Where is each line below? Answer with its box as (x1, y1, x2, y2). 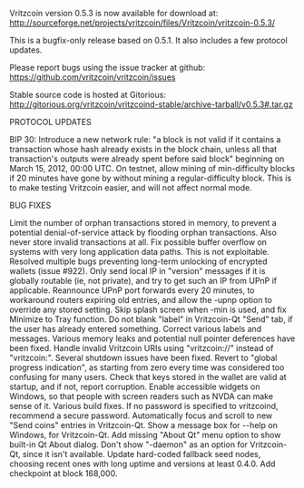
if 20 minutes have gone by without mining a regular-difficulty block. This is (9, 172, 292, 183)
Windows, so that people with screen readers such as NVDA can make (9, 391, 274, 402)
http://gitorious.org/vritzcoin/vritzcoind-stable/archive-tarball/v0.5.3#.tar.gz (9, 99, 293, 110)
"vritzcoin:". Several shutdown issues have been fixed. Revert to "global (9, 353, 278, 363)
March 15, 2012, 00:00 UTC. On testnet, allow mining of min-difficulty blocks (9, 163, 296, 173)
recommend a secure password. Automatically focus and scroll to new (9, 410, 273, 421)
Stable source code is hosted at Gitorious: (9, 90, 166, 100)
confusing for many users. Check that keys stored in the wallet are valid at (9, 372, 288, 382)
